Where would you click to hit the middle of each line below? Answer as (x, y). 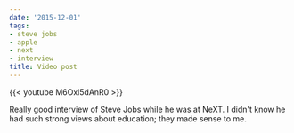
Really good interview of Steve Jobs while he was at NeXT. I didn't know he (147, 109)
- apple (24, 42)
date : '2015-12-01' (45, 17)
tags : (19, 26)
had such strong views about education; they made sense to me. (128, 118)
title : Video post (43, 67)
